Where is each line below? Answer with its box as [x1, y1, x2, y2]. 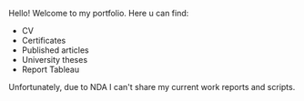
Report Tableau [21, 64, 80, 75]
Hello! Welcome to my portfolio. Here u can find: [8, 8, 189, 18]
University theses [21, 55, 88, 65]
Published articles [21, 45, 89, 56]
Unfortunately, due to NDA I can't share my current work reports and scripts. [8, 82, 296, 92]
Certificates [21, 35, 66, 45]
